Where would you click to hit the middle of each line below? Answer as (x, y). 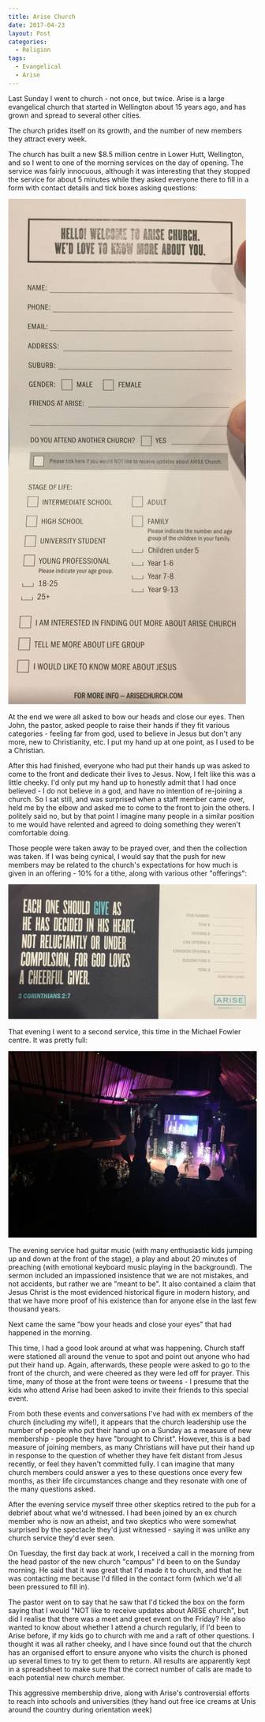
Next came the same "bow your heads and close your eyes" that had (120, 1324)
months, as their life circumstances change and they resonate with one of (128, 1480)
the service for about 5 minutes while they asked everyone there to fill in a (129, 179)
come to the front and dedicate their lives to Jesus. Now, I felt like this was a (132, 774)
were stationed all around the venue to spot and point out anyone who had (129, 1356)
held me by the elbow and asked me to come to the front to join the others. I (131, 807)
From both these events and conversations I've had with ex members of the (131, 1413)
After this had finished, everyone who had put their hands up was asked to (129, 765)
